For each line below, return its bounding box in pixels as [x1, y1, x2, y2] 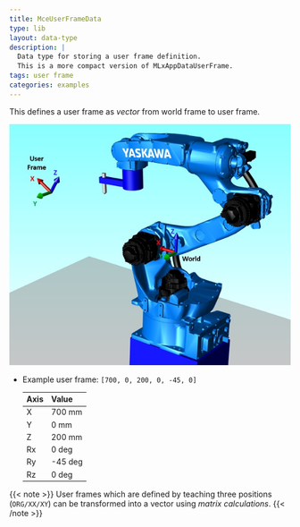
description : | [9, 43, 66, 52]
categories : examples [9, 81, 90, 89]
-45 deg [51, 456, 83, 467]
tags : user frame [9, 72, 74, 81]
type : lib [9, 23, 46, 33]
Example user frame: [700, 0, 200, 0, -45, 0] [21, 374, 197, 385]
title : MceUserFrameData [9, 14, 102, 23]
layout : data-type [9, 33, 78, 42]
